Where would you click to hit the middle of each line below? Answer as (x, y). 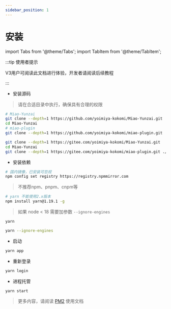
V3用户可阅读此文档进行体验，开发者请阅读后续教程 (60, 73)
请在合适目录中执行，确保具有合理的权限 (60, 104)
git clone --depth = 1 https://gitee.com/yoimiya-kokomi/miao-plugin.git (83, 152)
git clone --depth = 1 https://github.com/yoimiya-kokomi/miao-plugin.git (84, 133)
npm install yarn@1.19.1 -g (35, 201)
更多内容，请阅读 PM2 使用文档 (51, 301)
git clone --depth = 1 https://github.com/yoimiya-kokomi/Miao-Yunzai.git (84, 119)
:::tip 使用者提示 (22, 62)
